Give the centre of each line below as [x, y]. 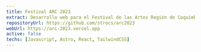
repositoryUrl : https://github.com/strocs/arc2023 [71, 23]
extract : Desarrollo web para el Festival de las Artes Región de [91, 17]
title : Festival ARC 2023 [38, 12]
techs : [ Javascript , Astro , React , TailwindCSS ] [68, 39]
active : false [24, 34]
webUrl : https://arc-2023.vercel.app [53, 28]
